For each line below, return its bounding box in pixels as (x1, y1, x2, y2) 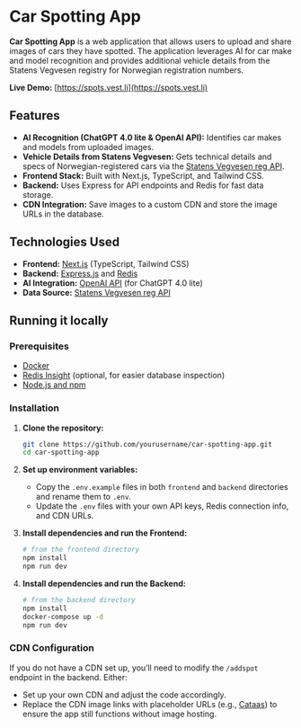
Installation (9, 402, 60, 414)
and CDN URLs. (35, 510, 94, 521)
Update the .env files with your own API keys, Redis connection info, (35, 501, 289, 511)
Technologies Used (9, 235, 120, 250)
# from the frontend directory (22, 546, 140, 555)
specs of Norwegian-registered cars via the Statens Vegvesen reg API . (22, 160, 285, 172)
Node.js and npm (22, 379, 86, 390)
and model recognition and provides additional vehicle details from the (9, 55, 270, 66)
